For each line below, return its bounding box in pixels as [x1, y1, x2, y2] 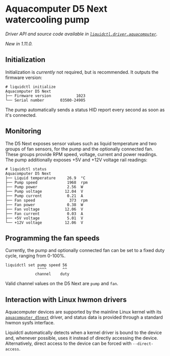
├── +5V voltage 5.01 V [5, 215, 83, 221]
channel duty [35, 271, 70, 277]
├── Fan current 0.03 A [5, 211, 83, 216]
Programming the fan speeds [5, 234, 100, 242]
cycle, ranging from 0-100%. [5, 253, 66, 259]
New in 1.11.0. [5, 40, 33, 46]
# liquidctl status [5, 166, 47, 171]
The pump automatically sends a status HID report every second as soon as [5, 107, 165, 113]
